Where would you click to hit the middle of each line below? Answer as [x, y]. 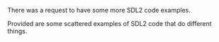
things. [17, 31]
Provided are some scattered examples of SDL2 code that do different [109, 23]
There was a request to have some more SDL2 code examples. [99, 10]
